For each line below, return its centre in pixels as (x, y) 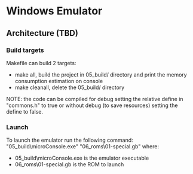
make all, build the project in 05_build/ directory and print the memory (101, 74)
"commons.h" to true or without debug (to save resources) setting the (92, 105)
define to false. (25, 111)
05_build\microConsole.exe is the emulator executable (82, 158)
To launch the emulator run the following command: (70, 140)
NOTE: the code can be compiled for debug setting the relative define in (95, 99)
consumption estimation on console (59, 81)
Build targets (25, 50)
